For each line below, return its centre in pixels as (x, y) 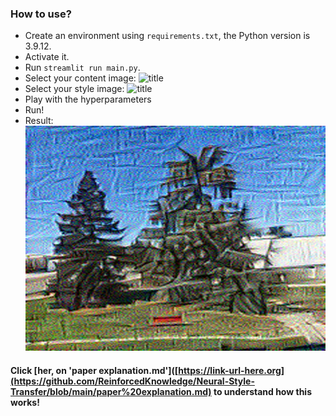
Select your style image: (74, 89)
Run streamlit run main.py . (82, 68)
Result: (39, 121)
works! (25, 403)
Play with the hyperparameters (88, 99)
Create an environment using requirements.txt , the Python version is (167, 36)
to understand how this (262, 392)
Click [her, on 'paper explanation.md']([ (94, 371)
